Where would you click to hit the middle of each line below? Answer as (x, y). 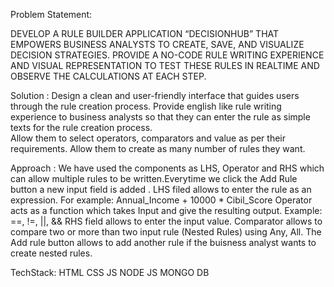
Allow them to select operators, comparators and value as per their (148, 138)
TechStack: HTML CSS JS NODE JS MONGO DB (110, 272)
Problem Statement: (51, 14)
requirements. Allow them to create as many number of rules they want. (158, 148)
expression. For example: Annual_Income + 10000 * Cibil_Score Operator (161, 200)
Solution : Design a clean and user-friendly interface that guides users (155, 95)
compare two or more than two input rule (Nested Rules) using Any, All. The (166, 232)
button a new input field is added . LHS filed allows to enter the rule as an (161, 189)
